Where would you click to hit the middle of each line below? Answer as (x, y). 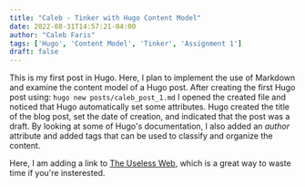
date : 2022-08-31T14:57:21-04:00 (73, 26)
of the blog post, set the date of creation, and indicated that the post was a (150, 117)
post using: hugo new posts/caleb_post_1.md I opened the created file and (148, 98)
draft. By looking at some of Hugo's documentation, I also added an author (149, 126)
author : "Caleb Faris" (52, 35)
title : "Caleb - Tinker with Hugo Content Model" (106, 18)
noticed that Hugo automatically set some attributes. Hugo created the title (149, 107)
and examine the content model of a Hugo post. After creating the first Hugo (152, 88)
